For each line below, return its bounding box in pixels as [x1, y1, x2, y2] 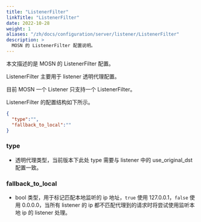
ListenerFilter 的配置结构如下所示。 [6, 98, 94, 106]
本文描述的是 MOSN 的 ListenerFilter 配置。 [6, 60, 114, 67]
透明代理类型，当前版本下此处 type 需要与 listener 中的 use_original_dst [14, 156, 193, 163]
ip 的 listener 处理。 [22, 209, 71, 216]
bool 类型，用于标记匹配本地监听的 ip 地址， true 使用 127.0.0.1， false [14, 194, 188, 201]
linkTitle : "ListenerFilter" [6, 15, 80, 21]
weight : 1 [6, 25, 31, 32]
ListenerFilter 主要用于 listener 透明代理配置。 [6, 73, 120, 80]
